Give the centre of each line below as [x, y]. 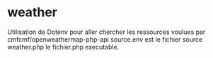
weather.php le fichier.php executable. [63, 47]
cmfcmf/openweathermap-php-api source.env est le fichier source [105, 39]
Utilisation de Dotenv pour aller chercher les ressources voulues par [106, 32]
